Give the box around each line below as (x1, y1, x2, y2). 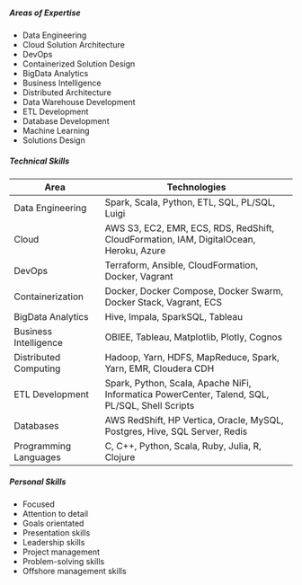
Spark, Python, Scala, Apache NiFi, (104, 377, 252, 389)
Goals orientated (22, 518, 84, 528)
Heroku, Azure (104, 244, 166, 256)
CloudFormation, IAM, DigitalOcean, (104, 233, 256, 245)
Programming (13, 439, 72, 452)
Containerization (13, 290, 84, 303)
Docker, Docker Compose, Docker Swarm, (104, 284, 284, 297)
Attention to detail (22, 508, 89, 519)
